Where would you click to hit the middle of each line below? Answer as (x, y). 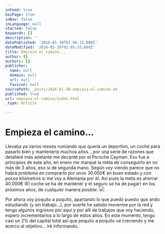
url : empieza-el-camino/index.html (42, 98)
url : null (20, 80)
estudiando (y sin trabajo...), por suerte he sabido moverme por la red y (79, 205)
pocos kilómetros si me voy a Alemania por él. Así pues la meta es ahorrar (81, 178)
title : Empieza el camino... (36, 52)
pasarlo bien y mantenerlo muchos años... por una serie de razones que (79, 152)
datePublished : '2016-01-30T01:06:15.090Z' (51, 43)
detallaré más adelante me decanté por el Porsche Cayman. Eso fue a (77, 157)
